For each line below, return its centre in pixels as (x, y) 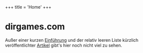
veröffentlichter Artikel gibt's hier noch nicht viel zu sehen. (64, 45)
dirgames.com (35, 27)
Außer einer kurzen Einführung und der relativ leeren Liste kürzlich (72, 40)
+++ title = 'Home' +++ (28, 7)
